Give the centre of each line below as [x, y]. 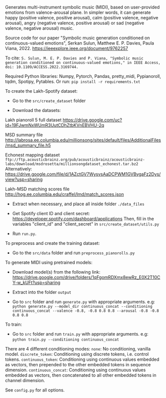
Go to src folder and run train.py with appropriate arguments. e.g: [80, 334]
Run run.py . [24, 233]
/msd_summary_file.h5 [28, 145]
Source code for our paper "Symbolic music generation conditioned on [78, 38]
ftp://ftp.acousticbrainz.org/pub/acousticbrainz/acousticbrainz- [75, 160]
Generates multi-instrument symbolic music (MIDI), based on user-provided [83, 7]
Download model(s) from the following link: [56, 272]
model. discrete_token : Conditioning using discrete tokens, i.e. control [77, 354]
